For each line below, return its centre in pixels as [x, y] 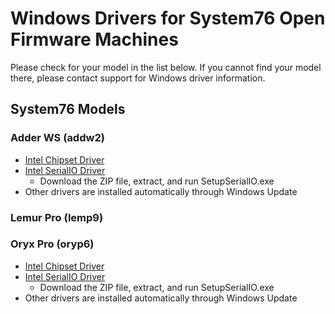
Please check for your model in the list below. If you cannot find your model [166, 67]
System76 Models [68, 109]
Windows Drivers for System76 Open [168, 18]
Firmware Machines [94, 39]
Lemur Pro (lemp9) [57, 217]
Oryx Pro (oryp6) [52, 244]
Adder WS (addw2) [57, 138]
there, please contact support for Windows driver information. [138, 78]
